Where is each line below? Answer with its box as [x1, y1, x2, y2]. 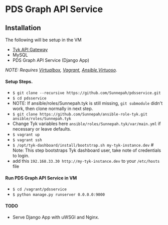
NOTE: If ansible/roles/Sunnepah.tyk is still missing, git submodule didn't [12, 100, 163, 106]
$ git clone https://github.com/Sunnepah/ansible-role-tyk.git [12, 112, 148, 117]
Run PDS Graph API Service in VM [5, 175, 77, 181]
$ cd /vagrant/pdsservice [12, 187, 67, 192]
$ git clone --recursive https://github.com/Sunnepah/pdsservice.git [12, 90, 161, 96]
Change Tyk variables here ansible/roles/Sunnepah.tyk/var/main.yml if [12, 121, 161, 127]
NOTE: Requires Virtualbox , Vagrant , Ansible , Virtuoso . [5, 67, 117, 73]
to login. [12, 153, 30, 159]
